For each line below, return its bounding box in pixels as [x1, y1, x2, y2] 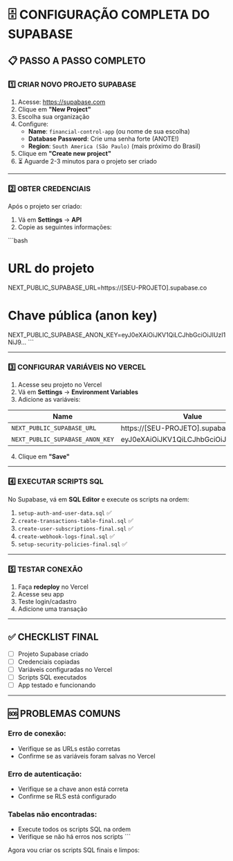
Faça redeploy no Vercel [17, 583, 89, 591]
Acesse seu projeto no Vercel [17, 380, 102, 389]
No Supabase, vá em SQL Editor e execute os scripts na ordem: [8, 495, 189, 504]
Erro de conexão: [8, 729, 66, 738]
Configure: [17, 120, 49, 128]
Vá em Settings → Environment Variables [17, 388, 139, 396]
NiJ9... [8, 338, 27, 346]
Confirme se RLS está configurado [17, 792, 117, 801]
